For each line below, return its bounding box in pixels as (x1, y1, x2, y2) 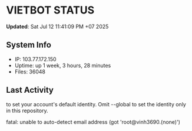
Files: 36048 (14, 68, 46, 75)
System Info (6, 40, 52, 50)
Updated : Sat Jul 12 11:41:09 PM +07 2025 (6, 23, 109, 30)
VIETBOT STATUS (6, 4, 95, 17)
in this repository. (6, 107, 48, 114)
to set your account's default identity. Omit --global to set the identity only (6, 100, 187, 108)
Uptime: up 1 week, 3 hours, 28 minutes (14, 62, 111, 69)
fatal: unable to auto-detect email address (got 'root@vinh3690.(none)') (6, 118, 181, 125)
